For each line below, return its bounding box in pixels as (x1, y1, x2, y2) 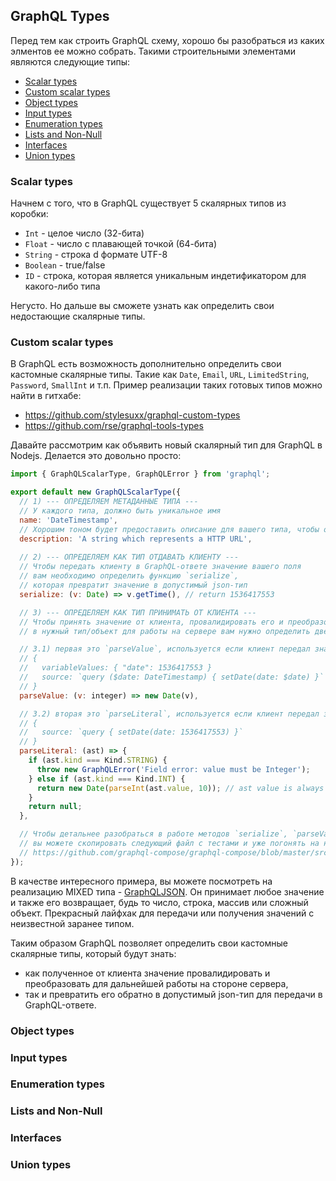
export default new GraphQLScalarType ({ (10, 487, 182, 498)
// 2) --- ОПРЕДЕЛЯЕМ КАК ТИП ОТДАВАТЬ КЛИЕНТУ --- (19, 552, 240, 563)
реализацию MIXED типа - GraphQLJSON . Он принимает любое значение (10, 885, 325, 898)
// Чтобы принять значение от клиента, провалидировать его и (19, 617, 284, 627)
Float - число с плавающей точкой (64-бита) (24, 238, 218, 250)
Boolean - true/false (24, 259, 106, 271)
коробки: (10, 208, 49, 220)
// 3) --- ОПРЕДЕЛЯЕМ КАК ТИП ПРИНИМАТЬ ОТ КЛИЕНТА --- (19, 607, 257, 618)
